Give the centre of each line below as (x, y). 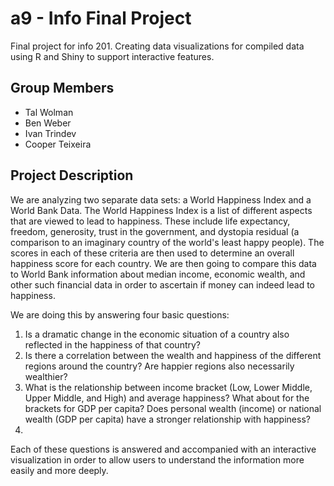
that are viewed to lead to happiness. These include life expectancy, (150, 221)
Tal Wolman (49, 112)
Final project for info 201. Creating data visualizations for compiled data (157, 46)
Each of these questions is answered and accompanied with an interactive (163, 449)
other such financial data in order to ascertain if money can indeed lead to (163, 284)
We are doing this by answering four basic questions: (120, 314)
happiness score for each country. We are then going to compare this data (163, 263)
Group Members (62, 88)
